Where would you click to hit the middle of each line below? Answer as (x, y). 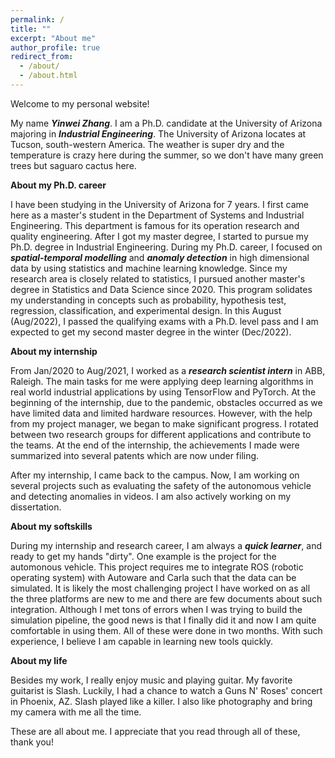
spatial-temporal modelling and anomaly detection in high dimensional (160, 257)
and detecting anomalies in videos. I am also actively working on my (151, 496)
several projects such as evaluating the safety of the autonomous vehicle (161, 485)
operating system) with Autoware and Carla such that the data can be (153, 577)
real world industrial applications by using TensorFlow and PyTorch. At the (163, 392)
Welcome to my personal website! (80, 103)
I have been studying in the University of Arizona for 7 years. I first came (159, 204)
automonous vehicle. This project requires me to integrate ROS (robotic (157, 567)
